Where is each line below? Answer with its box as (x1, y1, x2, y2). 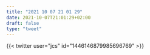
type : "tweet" (6, 25, 43, 32)
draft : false (6, 20, 39, 26)
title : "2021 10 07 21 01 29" (6, 8, 83, 15)
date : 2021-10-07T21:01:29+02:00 (6, 15, 91, 21)
